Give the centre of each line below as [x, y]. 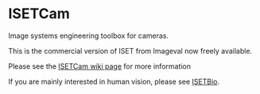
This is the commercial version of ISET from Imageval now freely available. [130, 51]
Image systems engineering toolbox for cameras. [89, 36]
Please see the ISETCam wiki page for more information [100, 66]
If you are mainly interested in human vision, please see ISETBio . [114, 81]
